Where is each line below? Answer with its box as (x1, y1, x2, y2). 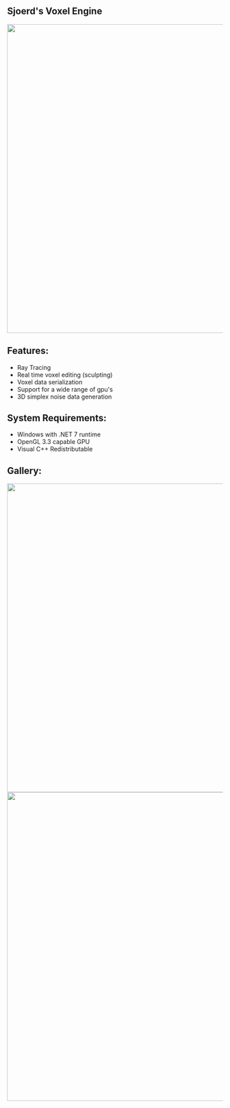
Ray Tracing (16, 363, 51, 371)
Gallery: (7, 464, 42, 476)
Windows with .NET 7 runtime (16, 430, 101, 438)
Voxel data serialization (16, 377, 83, 386)
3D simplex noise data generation (16, 392, 112, 401)
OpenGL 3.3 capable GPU (16, 438, 90, 446)
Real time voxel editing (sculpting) (16, 370, 113, 379)
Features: (7, 345, 49, 357)
